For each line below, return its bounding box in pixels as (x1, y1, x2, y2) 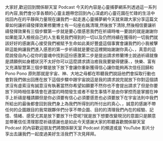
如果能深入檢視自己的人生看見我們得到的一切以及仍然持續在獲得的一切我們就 (5, 34, 158, 40)
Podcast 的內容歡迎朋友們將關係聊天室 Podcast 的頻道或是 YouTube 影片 (5, 125, 150, 130)
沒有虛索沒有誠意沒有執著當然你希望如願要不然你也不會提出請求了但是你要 (9, 83, 158, 88)
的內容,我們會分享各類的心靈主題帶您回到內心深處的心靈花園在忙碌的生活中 (5, 10, 155, 16)
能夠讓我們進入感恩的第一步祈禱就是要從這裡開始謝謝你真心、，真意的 (13, 46, 152, 52)
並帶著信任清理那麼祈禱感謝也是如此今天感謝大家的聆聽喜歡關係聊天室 (5, 119, 146, 125)
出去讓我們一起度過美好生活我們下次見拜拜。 (9, 131, 98, 137)
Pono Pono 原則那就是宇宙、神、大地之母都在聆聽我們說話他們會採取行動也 (5, 70, 156, 76)
